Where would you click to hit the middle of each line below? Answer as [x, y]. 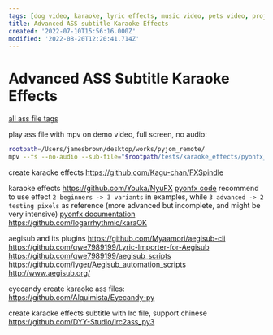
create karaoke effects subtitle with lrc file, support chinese [108, 313]
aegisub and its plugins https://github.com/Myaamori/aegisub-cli [117, 238]
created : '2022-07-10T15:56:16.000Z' [72, 31]
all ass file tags [33, 119]
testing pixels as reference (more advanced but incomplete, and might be [134, 205]
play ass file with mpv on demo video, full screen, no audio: [108, 134]
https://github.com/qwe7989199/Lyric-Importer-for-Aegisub [109, 247]
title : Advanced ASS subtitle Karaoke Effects [89, 24]
